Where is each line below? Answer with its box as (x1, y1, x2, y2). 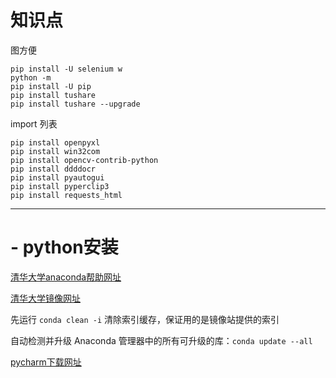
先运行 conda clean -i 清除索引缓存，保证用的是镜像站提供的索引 (10, 313, 280, 325)
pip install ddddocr (10, 164, 97, 174)
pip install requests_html (10, 190, 123, 200)
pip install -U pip (10, 81, 92, 91)
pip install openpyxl (10, 137, 101, 148)
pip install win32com (10, 146, 101, 156)
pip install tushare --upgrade (10, 99, 141, 109)
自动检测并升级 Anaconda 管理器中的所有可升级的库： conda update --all (10, 334, 313, 346)
